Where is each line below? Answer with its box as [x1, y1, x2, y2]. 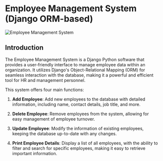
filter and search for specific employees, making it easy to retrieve [12, 145, 145, 151]
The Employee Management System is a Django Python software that [5, 57, 145, 62]
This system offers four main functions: [5, 86, 84, 93]
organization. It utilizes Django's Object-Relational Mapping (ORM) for [5, 67, 145, 73]
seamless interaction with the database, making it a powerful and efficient [5, 72, 154, 78]
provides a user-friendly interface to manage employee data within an [5, 61, 145, 67]
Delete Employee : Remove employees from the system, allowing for [12, 111, 149, 117]
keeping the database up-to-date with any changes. [12, 130, 117, 137]
